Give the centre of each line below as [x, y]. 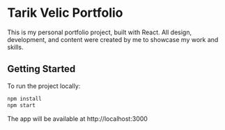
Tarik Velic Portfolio [65, 13]
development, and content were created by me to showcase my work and [113, 39]
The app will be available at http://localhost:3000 [78, 118]
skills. [15, 47]
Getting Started [41, 69]
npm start [22, 105]
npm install [24, 99]
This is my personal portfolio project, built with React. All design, [100, 32]
